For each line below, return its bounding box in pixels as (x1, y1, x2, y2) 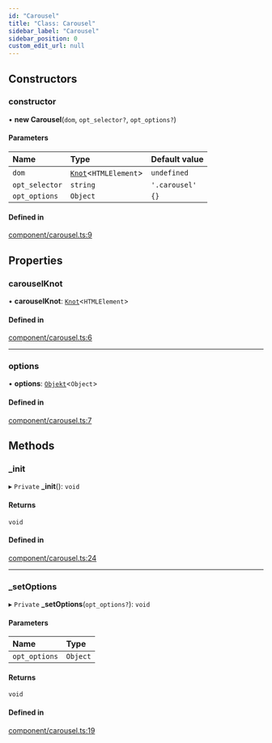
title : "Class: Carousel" (8, 19, 96, 28)
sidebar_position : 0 (8, 34, 79, 43)
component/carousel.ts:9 (8, 230, 93, 240)
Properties (8, 253, 63, 267)
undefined (151, 168, 189, 178)
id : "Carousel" (8, 11, 60, 20)
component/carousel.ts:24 (8, 553, 97, 563)
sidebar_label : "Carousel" (8, 27, 100, 35)
